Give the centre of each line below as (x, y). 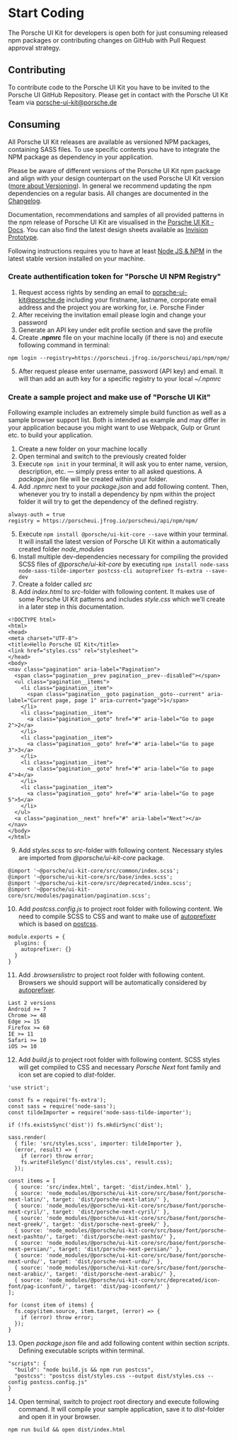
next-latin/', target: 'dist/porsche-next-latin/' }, (89, 1200)
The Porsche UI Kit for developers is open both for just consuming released (118, 33)
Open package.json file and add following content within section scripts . (124, 1343)
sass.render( (27, 1138)
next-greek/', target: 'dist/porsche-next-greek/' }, (89, 1225)
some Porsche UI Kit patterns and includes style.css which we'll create (122, 599)
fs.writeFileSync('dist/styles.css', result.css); (97, 1163)
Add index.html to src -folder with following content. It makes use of (116, 592)
